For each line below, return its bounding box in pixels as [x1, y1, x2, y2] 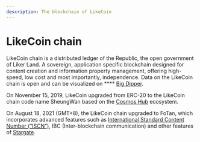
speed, [6, 73, 23, 81]
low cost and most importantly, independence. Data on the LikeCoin [24, 73, 193, 81]
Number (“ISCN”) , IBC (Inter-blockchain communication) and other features [6, 122, 194, 129]
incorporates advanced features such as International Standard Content [6, 116, 185, 123]
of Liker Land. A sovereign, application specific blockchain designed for [6, 61, 184, 68]
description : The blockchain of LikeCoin [6, 8, 112, 15]
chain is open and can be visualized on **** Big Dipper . [6, 80, 144, 87]
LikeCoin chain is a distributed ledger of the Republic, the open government [6, 55, 194, 62]
